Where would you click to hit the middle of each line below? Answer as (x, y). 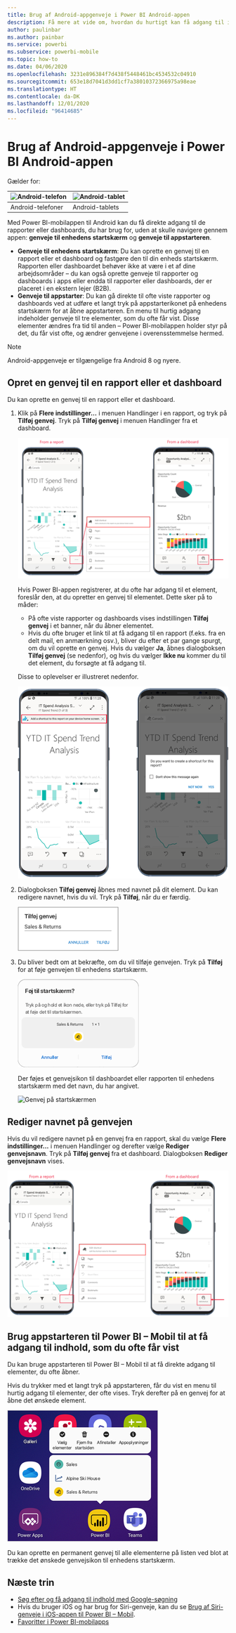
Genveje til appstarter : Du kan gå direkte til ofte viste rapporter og (114, 296)
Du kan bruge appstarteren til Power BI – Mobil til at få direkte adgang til (111, 1365)
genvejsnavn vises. (36, 1161)
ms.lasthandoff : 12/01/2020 (48, 104)
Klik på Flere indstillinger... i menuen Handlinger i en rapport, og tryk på (122, 413)
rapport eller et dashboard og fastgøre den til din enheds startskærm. (118, 259)
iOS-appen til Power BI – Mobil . (90, 1614)
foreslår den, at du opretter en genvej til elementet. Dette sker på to (115, 597)
